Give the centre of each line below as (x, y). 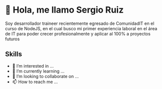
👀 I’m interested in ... (33, 66)
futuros (13, 39)
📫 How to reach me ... (35, 82)
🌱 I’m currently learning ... (38, 71)
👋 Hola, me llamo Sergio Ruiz (64, 10)
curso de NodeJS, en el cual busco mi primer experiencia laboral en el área (81, 28)
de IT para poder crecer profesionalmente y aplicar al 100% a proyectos (78, 34)
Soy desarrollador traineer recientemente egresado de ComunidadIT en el (80, 23)
